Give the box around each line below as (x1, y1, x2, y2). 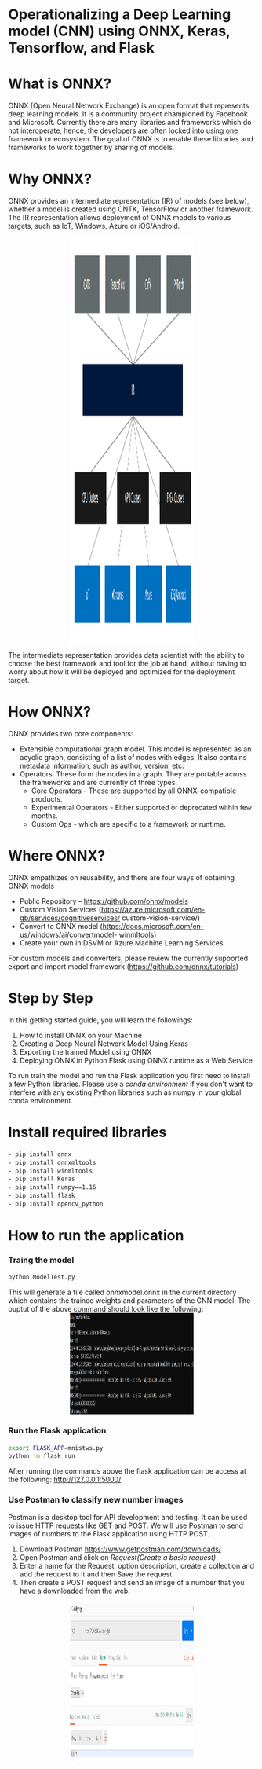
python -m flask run (8, 1452, 76, 1460)
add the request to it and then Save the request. (19, 1569, 174, 1579)
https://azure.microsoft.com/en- (100, 905, 206, 914)
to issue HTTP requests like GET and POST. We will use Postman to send (8, 1521, 244, 1530)
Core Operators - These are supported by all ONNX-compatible (31, 786, 237, 795)
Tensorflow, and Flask (8, 39, 155, 57)
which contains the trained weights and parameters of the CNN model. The (8, 1296, 251, 1305)
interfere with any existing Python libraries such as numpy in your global (8, 1087, 242, 1097)
